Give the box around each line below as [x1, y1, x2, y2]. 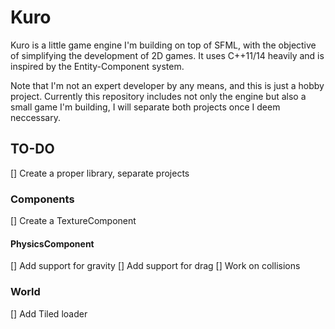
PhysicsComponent [10, 237, 95, 250]
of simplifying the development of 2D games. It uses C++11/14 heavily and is [10, 49, 325, 61]
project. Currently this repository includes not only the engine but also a [10, 90, 307, 102]
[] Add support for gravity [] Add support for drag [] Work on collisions [10, 260, 301, 272]
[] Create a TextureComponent [10, 215, 137, 227]
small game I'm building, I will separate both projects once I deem [10, 101, 281, 113]
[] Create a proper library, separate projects [10, 167, 190, 179]
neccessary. [10, 111, 62, 123]
